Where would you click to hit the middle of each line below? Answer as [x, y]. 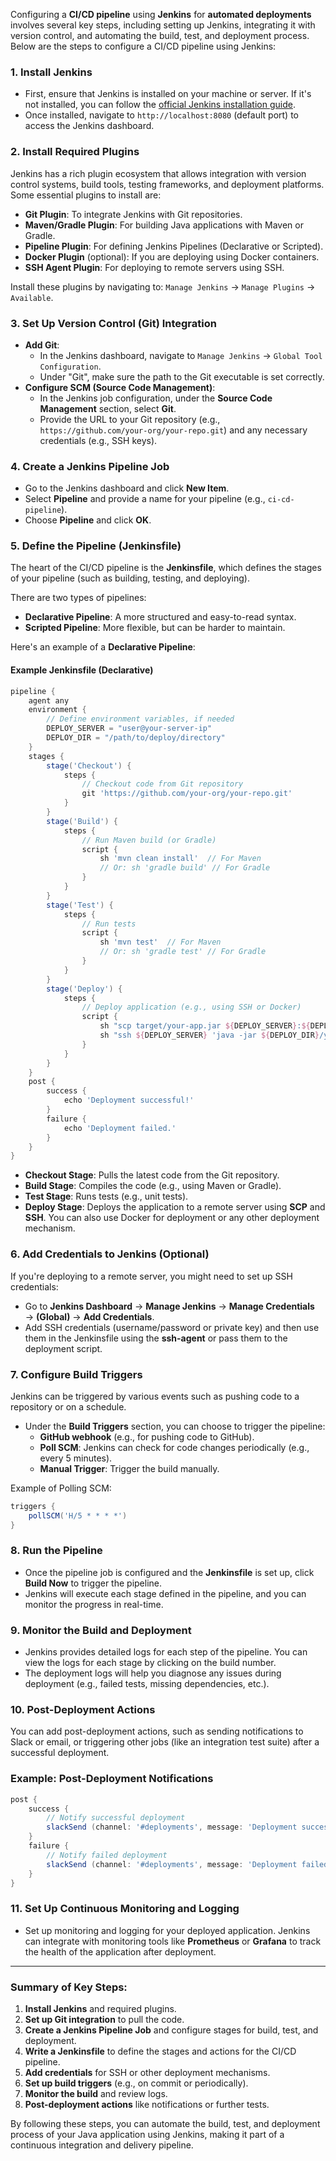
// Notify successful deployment [116, 1818]
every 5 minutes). [76, 1458]
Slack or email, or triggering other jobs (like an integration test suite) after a [165, 1742]
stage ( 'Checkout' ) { [89, 765]
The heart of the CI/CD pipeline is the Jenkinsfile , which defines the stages [166, 568]
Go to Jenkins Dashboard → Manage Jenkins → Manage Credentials [169, 1306]
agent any [49, 700]
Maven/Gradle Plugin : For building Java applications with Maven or [164, 225]
